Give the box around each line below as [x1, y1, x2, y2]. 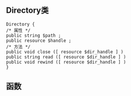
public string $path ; [6, 33, 61, 38]
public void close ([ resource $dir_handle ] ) [6, 49, 124, 55]
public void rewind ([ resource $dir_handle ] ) [6, 59, 126, 65]
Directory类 [6, 5, 49, 16]
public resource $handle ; [6, 37, 72, 44]
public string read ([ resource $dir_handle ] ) [6, 54, 126, 60]
